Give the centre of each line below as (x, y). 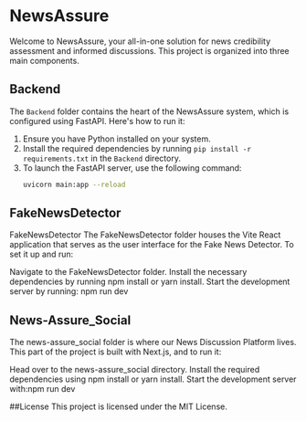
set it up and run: (42, 254)
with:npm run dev (42, 389)
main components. (44, 60)
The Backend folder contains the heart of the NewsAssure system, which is (149, 111)
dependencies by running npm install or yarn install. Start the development (150, 282)
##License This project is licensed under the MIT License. (119, 406)
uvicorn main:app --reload (74, 184)
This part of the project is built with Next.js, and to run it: (116, 352)
